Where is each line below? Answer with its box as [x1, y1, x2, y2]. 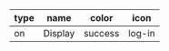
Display [43, 27, 75, 39]
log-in [128, 27, 156, 39]
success [83, 27, 120, 39]
